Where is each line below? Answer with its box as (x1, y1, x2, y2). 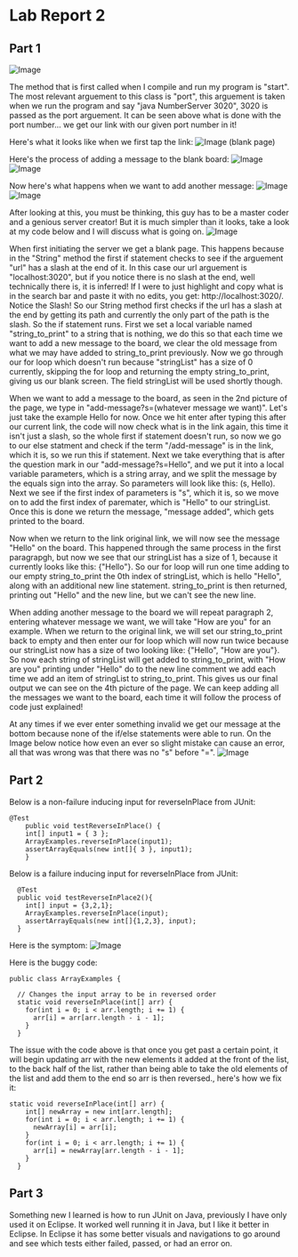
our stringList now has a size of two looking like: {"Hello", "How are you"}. (9, 645, 280, 655)
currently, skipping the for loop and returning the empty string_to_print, (9, 367, 270, 376)
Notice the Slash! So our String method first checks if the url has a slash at (9, 300, 283, 310)
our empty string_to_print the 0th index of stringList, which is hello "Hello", (9, 571, 282, 581)
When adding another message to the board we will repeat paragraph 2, (9, 607, 274, 617)
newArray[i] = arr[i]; (32, 1123, 117, 1132)
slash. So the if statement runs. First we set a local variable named (9, 319, 253, 329)
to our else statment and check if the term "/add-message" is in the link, (9, 440, 274, 450)
